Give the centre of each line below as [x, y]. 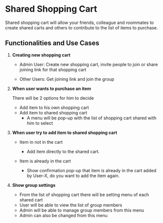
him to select [40, 123]
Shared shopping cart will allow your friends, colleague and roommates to [80, 22]
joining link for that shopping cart [53, 69]
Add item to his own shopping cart [54, 107]
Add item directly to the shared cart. [63, 151]
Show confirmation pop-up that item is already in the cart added [92, 170]
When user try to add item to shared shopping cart [65, 133]
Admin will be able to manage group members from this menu [82, 210]
